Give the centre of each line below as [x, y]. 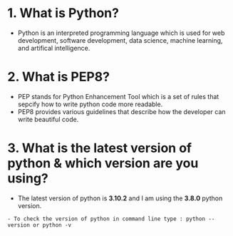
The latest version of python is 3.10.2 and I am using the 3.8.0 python [120, 198]
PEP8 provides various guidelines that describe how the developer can [121, 111]
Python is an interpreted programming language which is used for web [121, 33]
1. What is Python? [63, 13]
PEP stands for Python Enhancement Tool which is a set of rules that [118, 96]
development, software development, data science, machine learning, [120, 40]
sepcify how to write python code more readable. [90, 104]
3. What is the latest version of [100, 148]
